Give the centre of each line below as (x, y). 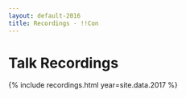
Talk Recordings (64, 63)
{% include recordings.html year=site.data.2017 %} (93, 85)
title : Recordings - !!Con (54, 23)
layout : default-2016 (45, 16)
